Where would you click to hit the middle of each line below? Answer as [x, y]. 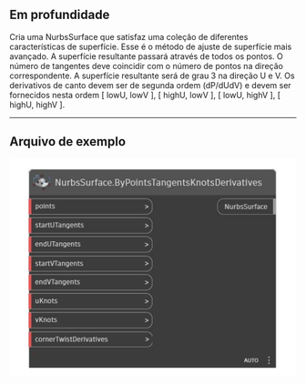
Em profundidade [60, 15]
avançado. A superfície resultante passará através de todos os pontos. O [147, 56]
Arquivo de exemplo [67, 141]
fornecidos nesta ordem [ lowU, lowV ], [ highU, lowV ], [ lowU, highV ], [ [145, 95]
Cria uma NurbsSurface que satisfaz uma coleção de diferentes [129, 36]
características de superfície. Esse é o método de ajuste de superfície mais [151, 46]
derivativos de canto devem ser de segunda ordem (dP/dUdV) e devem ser [150, 85]
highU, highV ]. [37, 105]
